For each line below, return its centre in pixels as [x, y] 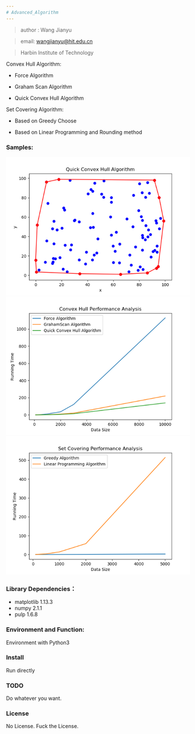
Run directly [20, 670]
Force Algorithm [34, 75]
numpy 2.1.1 [28, 608]
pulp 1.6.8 [26, 614]
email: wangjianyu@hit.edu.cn [56, 41]
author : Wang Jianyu [46, 30]
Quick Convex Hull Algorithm [49, 98]
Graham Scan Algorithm [43, 86]
